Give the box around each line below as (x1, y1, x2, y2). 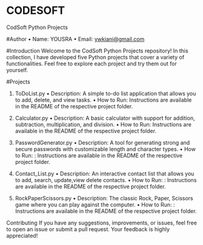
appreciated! (6, 232, 38, 239)
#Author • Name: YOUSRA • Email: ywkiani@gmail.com (6, 35, 145, 42)
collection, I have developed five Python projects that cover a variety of (6, 53, 185, 60)
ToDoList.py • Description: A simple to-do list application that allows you (15, 90, 196, 97)
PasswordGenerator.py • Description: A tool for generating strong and (15, 139, 190, 146)
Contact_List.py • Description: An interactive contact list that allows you (15, 170, 195, 177)
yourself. (6, 66, 28, 73)
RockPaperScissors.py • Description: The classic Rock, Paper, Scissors (15, 194, 194, 201)
